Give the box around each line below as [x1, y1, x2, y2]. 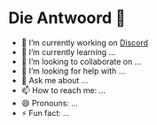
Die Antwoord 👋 [8, 8, 126, 28]
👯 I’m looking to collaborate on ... [20, 56, 142, 66]
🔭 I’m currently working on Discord [20, 37, 148, 48]
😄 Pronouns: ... [20, 98, 79, 108]
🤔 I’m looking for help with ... [20, 66, 126, 76]
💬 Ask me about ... [20, 74, 89, 85]
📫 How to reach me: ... [20, 84, 106, 96]
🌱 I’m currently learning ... [20, 46, 116, 57]
